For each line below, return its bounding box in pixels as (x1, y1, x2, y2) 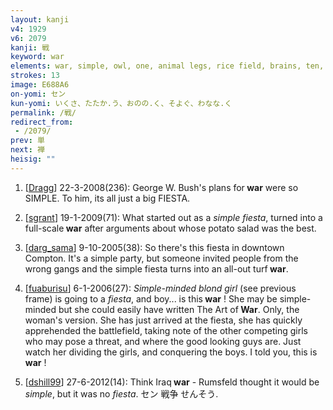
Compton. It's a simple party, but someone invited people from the (24, 252, 299, 264)
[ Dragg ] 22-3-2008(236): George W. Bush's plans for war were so (24, 181, 299, 193)
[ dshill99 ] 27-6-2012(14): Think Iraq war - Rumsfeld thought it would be (24, 376, 320, 388)
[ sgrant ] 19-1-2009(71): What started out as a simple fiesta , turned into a (24, 211, 323, 223)
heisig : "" (10, 154, 56, 164)
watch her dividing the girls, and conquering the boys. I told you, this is (24, 346, 318, 358)
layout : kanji (10, 14, 70, 25)
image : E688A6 (10, 80, 70, 90)
